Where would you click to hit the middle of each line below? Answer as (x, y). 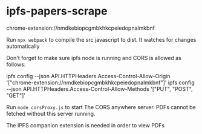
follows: (16, 64)
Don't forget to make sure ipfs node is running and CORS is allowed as (94, 58)
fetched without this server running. (51, 113)
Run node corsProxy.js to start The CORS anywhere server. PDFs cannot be (101, 107)
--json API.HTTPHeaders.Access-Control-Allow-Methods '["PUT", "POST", (99, 89)
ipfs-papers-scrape (57, 11)
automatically (23, 46)
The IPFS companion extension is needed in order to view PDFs (86, 125)
